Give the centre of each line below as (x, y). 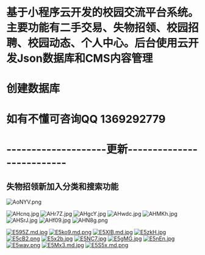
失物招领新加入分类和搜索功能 (63, 187)
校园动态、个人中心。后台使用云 (108, 43)
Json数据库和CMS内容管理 (85, 58)
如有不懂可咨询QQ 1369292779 (86, 119)
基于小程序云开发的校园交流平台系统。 (103, 13)
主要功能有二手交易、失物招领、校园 (97, 28)
